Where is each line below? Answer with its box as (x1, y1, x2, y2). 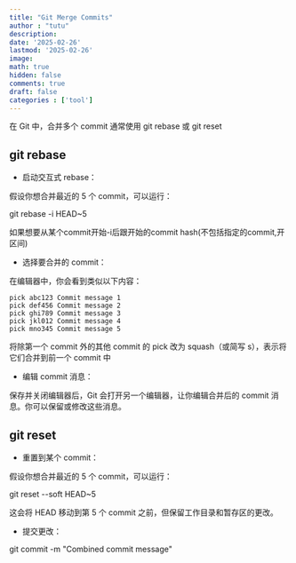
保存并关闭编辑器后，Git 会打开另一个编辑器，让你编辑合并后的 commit (9, 390, 269, 400)
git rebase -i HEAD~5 (9, 209, 87, 219)
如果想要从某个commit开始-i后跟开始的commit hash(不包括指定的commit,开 (9, 227, 285, 238)
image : (9, 54, 34, 63)
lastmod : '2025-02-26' (9, 46, 93, 55)
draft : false (9, 87, 58, 96)
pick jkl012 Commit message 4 (9, 317, 122, 326)
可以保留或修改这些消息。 (32, 401, 126, 412)
